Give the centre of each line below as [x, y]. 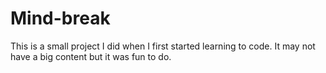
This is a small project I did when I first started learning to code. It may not [163, 46]
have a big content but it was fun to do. [91, 56]
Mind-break [60, 18]
